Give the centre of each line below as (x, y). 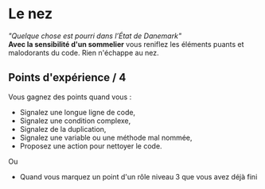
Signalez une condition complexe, (75, 121)
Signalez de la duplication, (63, 129)
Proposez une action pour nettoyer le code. (91, 146)
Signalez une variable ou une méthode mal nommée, (106, 137)
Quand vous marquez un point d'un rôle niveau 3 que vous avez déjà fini (138, 176)
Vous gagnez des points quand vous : (70, 97)
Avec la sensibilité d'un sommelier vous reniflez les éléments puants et (126, 44)
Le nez (31, 14)
